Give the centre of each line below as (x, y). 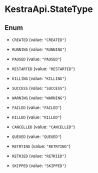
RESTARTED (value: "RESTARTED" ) (43, 69)
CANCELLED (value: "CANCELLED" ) (43, 127)
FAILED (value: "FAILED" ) (37, 107)
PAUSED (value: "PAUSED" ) (37, 59)
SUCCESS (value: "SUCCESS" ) (39, 88)
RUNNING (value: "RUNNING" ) (39, 49)
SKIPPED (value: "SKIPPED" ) (39, 165)
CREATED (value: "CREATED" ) (39, 39)
